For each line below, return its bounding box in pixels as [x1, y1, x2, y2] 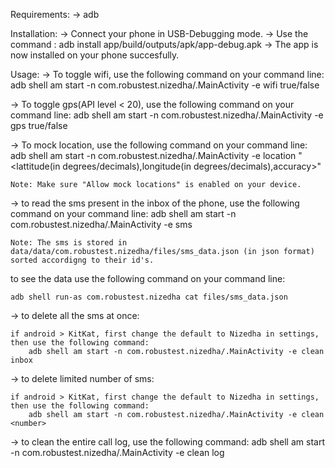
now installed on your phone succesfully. [10, 49, 180, 61]
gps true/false [10, 120, 68, 131]
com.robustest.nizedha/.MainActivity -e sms [10, 219, 193, 230]
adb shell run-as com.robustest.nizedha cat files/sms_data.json [10, 292, 288, 302]
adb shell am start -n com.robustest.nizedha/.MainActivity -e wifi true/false [10, 79, 320, 91]
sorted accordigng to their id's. [10, 255, 155, 265]
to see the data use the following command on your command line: [10, 273, 286, 284]
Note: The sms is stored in [10, 238, 128, 248]
